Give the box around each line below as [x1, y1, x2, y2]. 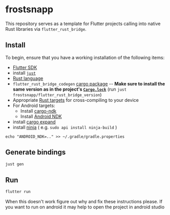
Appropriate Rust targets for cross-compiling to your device [12, 97, 139, 103]
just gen [5, 161, 24, 167]
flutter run [5, 189, 31, 195]
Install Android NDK [20, 113, 62, 119]
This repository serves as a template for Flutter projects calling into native [5, 20, 161, 27]
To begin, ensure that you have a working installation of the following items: [5, 54, 165, 60]
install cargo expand [12, 119, 56, 125]
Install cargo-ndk [20, 107, 57, 114]
